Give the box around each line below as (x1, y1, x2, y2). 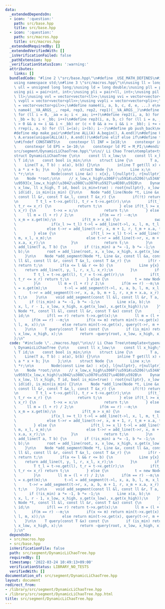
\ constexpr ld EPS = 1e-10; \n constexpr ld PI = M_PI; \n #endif (14, 144, 162, 149)
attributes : (9, 67, 34, 72)
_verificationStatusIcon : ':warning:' (9, 62, 89, 67)
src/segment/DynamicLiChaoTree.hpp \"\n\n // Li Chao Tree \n (14, 149, 137, 154)
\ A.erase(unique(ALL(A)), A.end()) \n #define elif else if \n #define (14, 135, 157, 140)
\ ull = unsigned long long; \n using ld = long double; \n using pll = (14, 84, 157, 90)
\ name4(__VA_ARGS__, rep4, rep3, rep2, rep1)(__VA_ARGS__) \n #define (14, 108, 160, 113)
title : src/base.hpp (14, 26, 56, 30)
